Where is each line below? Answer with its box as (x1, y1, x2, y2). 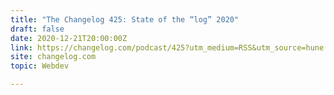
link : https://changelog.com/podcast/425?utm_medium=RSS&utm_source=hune (10, 42, 325, 53)
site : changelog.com (10, 52, 97, 62)
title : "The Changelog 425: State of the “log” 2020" (10, 14, 240, 25)
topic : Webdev (10, 61, 70, 71)
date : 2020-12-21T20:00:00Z (10, 33, 128, 43)
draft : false (10, 24, 65, 34)
